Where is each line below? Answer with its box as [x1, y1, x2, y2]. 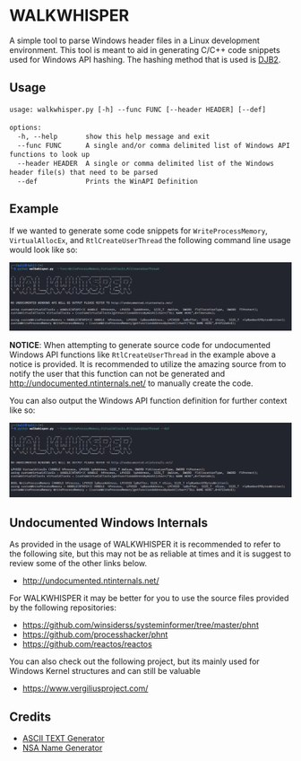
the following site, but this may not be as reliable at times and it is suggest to [9, 548, 291, 559]
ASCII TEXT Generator [21, 733, 105, 744]
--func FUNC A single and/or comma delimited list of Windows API [17, 141, 291, 150]
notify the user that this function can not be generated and [9, 369, 226, 380]
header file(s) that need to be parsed [9, 168, 159, 177]
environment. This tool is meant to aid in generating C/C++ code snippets [9, 44, 280, 55]
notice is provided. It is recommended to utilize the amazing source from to [9, 359, 287, 370]
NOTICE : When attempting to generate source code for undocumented [9, 340, 271, 351]
